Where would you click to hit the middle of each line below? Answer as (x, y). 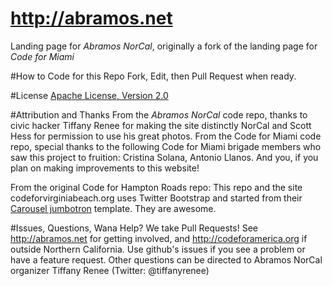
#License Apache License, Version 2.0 (89, 95)
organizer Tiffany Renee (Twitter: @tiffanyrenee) (110, 270)
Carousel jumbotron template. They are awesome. (113, 208)
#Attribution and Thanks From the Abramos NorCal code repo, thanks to (159, 114)
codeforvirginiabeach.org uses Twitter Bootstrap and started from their (156, 198)
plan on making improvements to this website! (105, 168)
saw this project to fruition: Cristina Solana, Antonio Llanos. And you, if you (164, 157)
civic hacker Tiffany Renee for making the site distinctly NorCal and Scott (161, 125)
